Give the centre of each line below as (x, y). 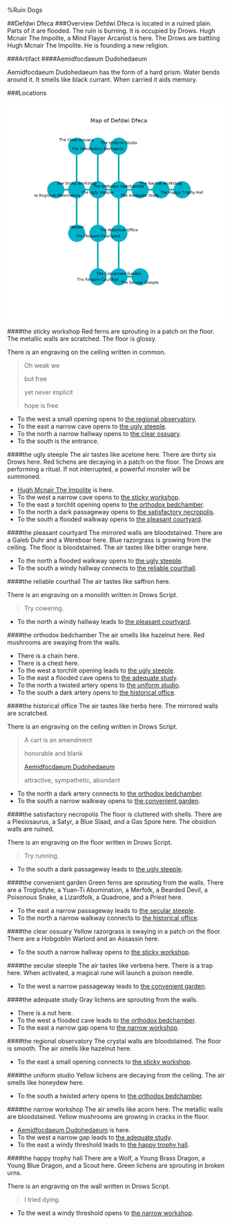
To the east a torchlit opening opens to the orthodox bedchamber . (111, 505)
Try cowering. (44, 608)
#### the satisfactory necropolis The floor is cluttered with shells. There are (115, 814)
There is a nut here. (45, 1013)
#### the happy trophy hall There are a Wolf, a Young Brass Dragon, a (106, 1158)
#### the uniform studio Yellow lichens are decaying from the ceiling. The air (116, 1075)
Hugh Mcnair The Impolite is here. (65, 490)
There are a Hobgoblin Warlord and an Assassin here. (84, 939)
